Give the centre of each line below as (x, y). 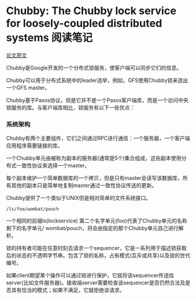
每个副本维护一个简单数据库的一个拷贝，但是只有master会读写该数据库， (94, 178)
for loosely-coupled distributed (84, 23)
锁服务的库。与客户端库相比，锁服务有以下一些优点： (71, 107)
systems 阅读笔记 (49, 38)
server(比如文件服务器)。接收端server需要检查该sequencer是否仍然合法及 (96, 283)
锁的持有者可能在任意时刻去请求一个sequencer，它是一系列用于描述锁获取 (97, 248)
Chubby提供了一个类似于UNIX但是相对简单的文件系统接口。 (79, 198)
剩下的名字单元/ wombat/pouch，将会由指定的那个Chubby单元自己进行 (92, 228)
